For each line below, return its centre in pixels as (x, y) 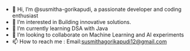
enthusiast (25, 16)
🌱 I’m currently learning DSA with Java (60, 28)
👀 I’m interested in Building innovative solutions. (71, 22)
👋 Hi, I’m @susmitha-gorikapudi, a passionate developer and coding (97, 9)
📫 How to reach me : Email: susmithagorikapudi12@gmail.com (90, 41)
